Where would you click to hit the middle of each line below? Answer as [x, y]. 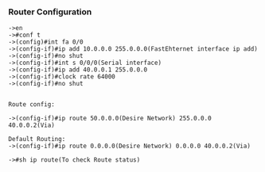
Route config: [32, 105]
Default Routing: [37, 140]
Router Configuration [50, 12]
